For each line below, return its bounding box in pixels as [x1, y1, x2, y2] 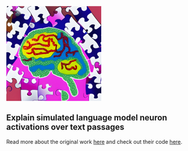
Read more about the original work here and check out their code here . [6, 138, 183, 145]
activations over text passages [6, 122, 125, 132]
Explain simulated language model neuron [6, 112, 168, 123]
